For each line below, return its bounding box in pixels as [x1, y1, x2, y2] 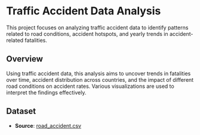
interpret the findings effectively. [6, 88, 87, 96]
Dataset [6, 106, 36, 116]
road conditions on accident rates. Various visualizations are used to [6, 82, 174, 90]
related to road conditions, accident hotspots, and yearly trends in [6, 30, 168, 37]
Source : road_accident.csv [14, 122, 82, 129]
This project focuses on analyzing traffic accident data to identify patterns [6, 24, 189, 31]
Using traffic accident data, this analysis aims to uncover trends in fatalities [6, 70, 191, 77]
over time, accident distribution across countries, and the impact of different [6, 76, 194, 83]
